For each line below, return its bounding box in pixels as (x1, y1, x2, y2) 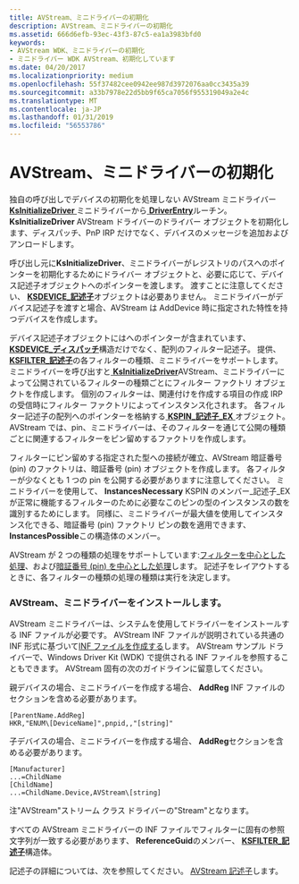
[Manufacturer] (9, 765, 66, 774)
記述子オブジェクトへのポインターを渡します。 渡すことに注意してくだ (16, 279, 277, 291)
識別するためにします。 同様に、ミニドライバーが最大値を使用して (9, 507, 253, 519)
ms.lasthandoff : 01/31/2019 (9, 113, 114, 122)
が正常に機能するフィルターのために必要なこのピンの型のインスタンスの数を (9, 497, 291, 507)
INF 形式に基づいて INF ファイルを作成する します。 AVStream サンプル (9, 641, 267, 651)
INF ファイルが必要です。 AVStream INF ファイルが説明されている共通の (19, 630, 285, 641)
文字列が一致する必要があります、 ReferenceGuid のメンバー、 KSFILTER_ (9, 836, 283, 846)
